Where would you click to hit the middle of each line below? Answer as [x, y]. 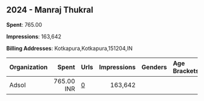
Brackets [186, 71]
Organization [29, 67]
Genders [154, 67]
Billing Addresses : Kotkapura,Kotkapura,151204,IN [70, 48]
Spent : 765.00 [24, 24]
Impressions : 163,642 [34, 37]
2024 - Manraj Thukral [50, 10]
